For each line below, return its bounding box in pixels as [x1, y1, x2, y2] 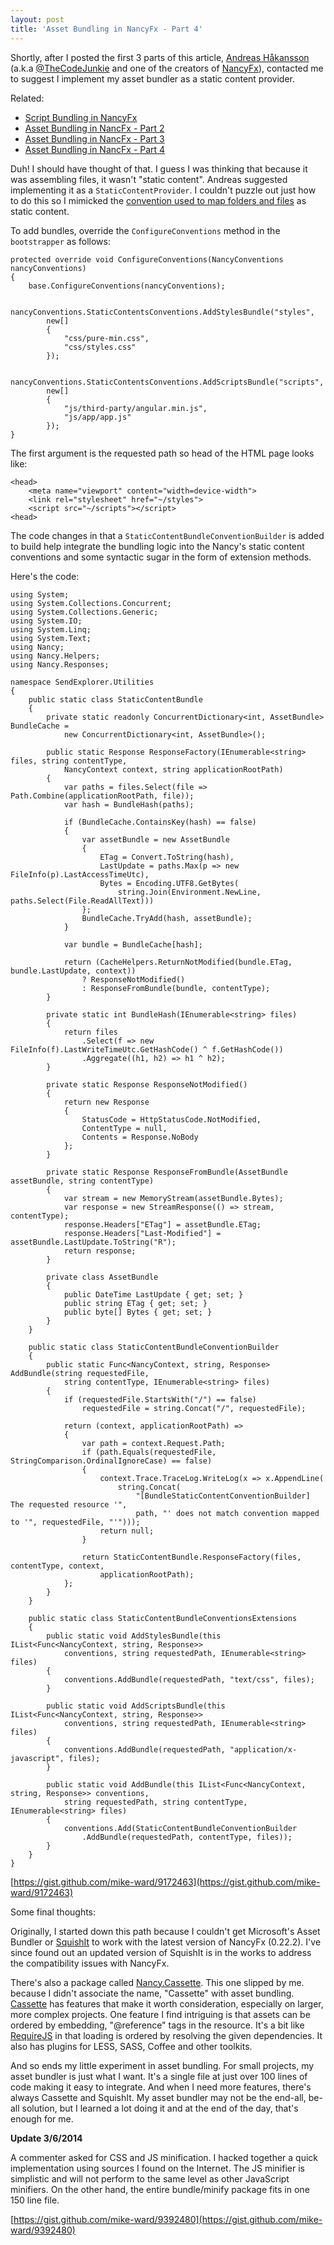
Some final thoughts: [10, 1906, 97, 1918]
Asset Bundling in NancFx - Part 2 [24, 122, 165, 134]
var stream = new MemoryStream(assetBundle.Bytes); [63, 1193, 284, 1203]
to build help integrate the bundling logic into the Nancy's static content [10, 540, 305, 552]
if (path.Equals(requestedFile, [81, 1447, 217, 1457]
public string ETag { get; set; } [63, 1298, 208, 1308]
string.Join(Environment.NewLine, [117, 887, 262, 897]
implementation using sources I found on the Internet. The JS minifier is [10, 2162, 305, 2174]
